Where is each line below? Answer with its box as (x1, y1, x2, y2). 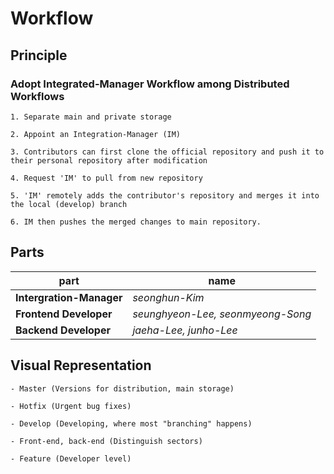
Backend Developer (15, 323, 111, 337)
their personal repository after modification (10, 155, 208, 166)
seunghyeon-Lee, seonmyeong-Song (132, 307, 312, 321)
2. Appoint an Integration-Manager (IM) (10, 129, 182, 139)
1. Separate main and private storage (10, 112, 172, 122)
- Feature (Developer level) (10, 453, 132, 464)
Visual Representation (10, 357, 152, 374)
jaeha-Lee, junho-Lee (132, 323, 238, 337)
